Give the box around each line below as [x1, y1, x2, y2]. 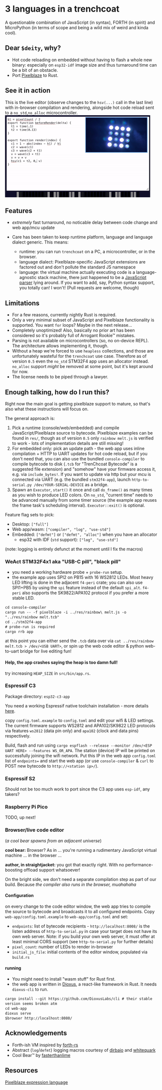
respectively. [5, 733, 30, 738]
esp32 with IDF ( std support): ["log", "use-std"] [19, 537, 118, 543]
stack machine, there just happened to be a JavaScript [38, 275, 147, 281]
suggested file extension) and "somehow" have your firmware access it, [12, 466, 156, 472]
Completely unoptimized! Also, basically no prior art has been [12, 327, 135, 334]
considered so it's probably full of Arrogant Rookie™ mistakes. [12, 333, 135, 338]
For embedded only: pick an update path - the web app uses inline [12, 446, 145, 451]
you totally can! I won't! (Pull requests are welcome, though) [19, 285, 139, 291]
